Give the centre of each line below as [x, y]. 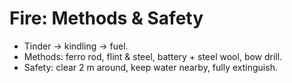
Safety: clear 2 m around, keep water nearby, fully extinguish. [150, 67]
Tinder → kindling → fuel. [76, 46]
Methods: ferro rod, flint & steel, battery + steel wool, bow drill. [153, 56]
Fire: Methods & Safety [106, 18]
